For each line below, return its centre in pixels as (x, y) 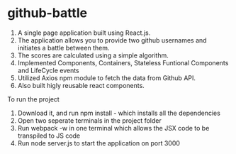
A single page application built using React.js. (84, 33)
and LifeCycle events (48, 70)
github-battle (47, 13)
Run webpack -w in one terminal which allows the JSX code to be (113, 128)
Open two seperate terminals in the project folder (89, 120)
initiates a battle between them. (63, 48)
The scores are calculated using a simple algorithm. (93, 55)
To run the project (34, 99)
